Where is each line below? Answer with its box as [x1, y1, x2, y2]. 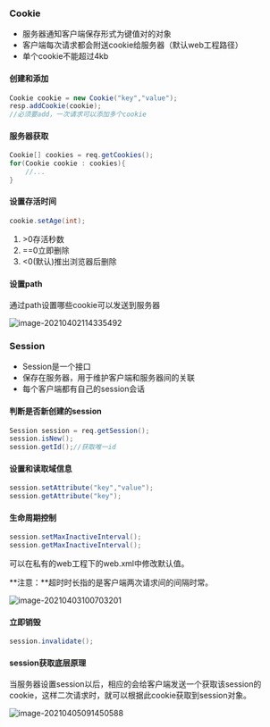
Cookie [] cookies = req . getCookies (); [9, 151, 154, 160]
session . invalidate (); [9, 637, 94, 646]
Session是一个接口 [21, 361, 91, 372]
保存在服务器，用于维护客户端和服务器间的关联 [21, 372, 195, 383]
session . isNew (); [9, 434, 74, 444]
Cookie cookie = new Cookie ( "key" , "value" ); [9, 93, 178, 103]
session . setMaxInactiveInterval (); [9, 532, 142, 542]
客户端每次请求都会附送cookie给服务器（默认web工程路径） [21, 39, 243, 51]
